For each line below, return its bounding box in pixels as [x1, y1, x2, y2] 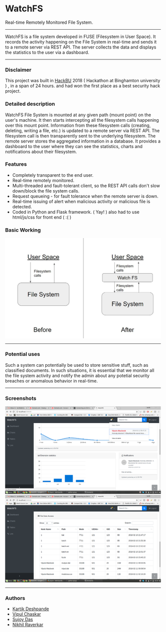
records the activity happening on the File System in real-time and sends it [5, 39, 157, 45]
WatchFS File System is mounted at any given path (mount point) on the [5, 112, 152, 118]
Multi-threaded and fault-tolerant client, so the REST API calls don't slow [12, 183, 160, 189]
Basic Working [5, 226, 41, 233]
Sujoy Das [12, 617, 33, 623]
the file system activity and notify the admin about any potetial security [5, 372, 150, 379]
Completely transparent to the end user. [12, 172, 94, 178]
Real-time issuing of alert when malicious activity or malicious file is [12, 198, 151, 204]
